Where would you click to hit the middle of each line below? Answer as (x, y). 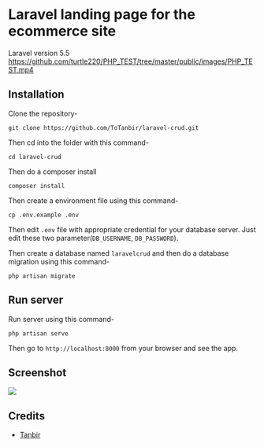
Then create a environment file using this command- (93, 200)
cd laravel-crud (35, 157)
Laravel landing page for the (102, 15)
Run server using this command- (61, 319)
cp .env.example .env (44, 215)
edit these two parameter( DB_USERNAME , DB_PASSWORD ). (93, 238)
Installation (36, 95)
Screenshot (37, 373)
